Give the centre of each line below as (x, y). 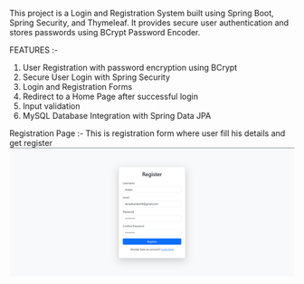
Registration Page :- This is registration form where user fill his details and (147, 133)
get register (31, 143)
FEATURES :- (34, 50)
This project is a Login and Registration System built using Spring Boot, (142, 13)
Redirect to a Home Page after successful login (110, 96)
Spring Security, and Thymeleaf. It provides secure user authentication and (149, 23)
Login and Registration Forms (77, 87)
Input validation (51, 106)
